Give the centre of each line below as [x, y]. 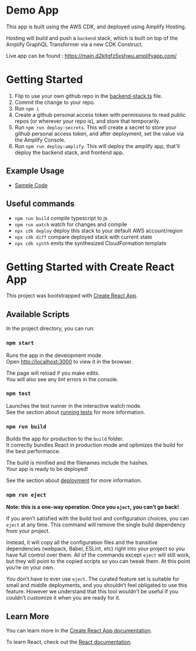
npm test [19, 394]
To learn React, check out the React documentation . [69, 642]
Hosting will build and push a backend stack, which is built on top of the [92, 38]
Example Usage [35, 171]
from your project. [28, 531]
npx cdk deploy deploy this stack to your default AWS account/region [99, 230]
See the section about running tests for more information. [76, 412]
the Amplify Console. [40, 140]
